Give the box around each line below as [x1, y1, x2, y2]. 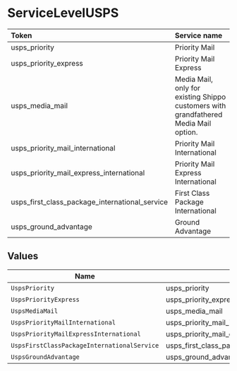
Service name [174, 30, 223, 40]
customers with [174, 100, 226, 110]
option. [174, 127, 198, 137]
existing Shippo [174, 92, 226, 102]
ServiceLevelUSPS [7, 5, 119, 21]
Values [7, 250, 39, 262]
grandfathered [174, 110, 223, 119]
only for [174, 83, 201, 93]
